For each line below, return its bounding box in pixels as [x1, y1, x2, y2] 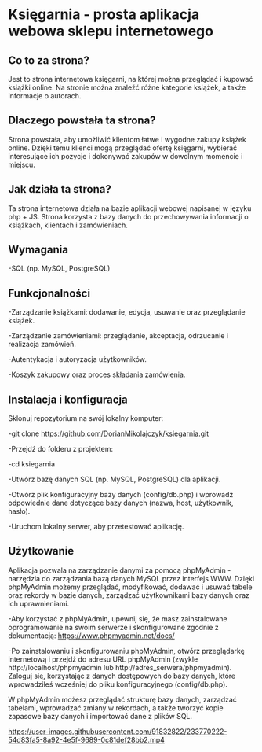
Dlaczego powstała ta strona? [8, 114, 156, 127]
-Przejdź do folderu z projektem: [8, 444, 114, 454]
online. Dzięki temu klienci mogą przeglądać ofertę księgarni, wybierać [8, 143, 238, 153]
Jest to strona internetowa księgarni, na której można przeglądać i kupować [8, 75, 253, 83]
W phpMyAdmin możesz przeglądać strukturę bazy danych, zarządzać [8, 695, 238, 704]
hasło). [8, 507, 31, 516]
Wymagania [8, 243, 69, 256]
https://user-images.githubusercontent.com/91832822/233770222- [8, 726, 227, 736]
